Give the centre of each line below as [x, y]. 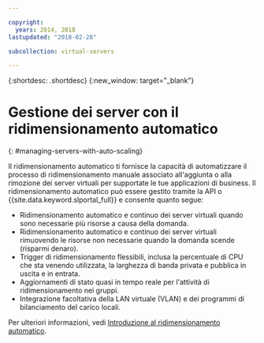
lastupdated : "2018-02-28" [52, 37]
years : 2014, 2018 [46, 30]
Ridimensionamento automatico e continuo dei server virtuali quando [131, 215]
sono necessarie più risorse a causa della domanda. [104, 224]
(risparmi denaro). [49, 248]
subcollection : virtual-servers [61, 51]
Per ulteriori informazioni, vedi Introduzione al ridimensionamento [114, 322]
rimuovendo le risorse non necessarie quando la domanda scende [127, 240]
